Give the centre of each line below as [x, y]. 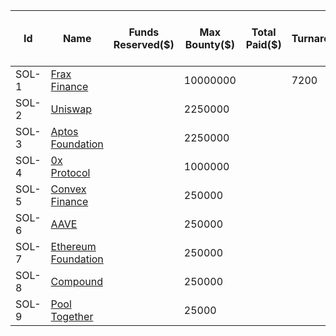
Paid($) [263, 44]
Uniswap [71, 109]
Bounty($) [209, 44]
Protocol [70, 172]
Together [72, 316]
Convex [68, 189]
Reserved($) [144, 44]
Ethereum [73, 246]
